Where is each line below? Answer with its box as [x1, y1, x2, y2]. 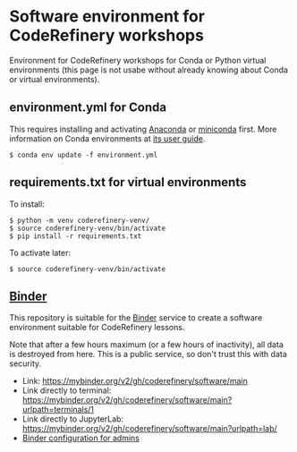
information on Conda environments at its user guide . [9, 132, 206, 144]
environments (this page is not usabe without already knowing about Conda [9, 64, 289, 75]
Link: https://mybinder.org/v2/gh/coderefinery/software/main [21, 376, 248, 387]
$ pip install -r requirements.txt [9, 231, 142, 241]
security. [9, 358, 42, 369]
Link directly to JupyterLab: [21, 414, 123, 424]
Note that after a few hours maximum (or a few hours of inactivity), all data [9, 339, 284, 350]
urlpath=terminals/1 [21, 405, 95, 415]
